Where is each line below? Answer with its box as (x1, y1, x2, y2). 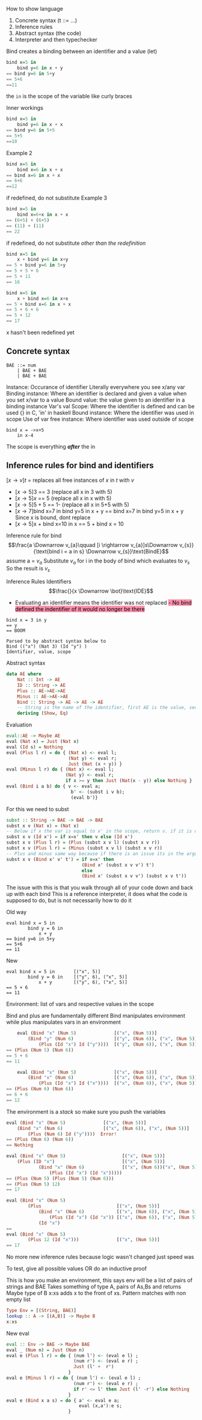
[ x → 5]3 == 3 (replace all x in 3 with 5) (14, 488, 112, 495)
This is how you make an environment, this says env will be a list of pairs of (6, 1276, 193, 1284)
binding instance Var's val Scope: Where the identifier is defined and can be (6, 402, 195, 409)
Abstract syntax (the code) (14, 30, 82, 37)
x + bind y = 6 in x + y (17, 256, 69, 263)
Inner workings (6, 104, 44, 112)
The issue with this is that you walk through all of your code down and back (6, 884, 194, 891)
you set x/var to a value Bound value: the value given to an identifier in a (6, 396, 185, 403)
